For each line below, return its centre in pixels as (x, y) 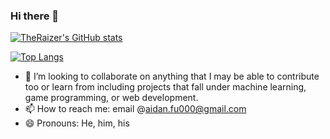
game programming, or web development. (111, 98)
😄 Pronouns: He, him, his (77, 123)
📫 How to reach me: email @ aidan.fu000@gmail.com (135, 109)
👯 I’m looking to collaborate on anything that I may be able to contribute (172, 76)
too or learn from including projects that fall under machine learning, (165, 87)
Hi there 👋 (35, 16)
